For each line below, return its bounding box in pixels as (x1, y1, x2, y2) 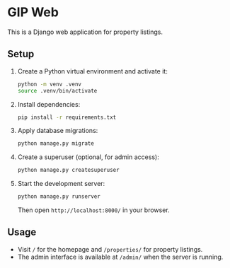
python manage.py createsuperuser (17, 167, 120, 174)
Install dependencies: (17, 100, 81, 108)
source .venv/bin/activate (17, 87, 98, 94)
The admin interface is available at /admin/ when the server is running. (17, 252, 224, 261)
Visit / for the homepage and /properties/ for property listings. (17, 245, 203, 253)
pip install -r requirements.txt (17, 114, 117, 121)
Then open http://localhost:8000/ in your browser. (17, 206, 170, 214)
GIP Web (7, 4, 59, 21)
